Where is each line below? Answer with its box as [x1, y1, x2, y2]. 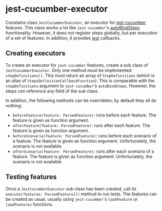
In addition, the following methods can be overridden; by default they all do [5, 97, 157, 103]
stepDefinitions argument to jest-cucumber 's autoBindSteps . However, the [5, 83, 156, 89]
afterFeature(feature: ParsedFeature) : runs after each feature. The [12, 122, 150, 128]
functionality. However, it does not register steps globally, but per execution [5, 30, 158, 36]
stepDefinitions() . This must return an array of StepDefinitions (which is [5, 72, 155, 78]
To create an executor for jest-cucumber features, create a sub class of [5, 62, 148, 68]
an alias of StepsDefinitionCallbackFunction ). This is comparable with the [5, 77, 155, 83]
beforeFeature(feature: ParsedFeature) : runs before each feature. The [12, 112, 157, 118]
